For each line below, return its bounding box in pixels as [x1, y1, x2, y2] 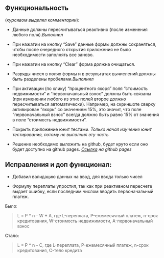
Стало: [5, 232, 20, 238]
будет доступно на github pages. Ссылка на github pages [12, 146, 132, 152]
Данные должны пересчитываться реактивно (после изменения [12, 27, 148, 32]
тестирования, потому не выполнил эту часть [12, 131, 109, 137]
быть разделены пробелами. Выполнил [12, 76, 94, 82]
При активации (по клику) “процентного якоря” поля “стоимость [12, 86, 148, 91]
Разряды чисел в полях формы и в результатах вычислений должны [12, 71, 156, 77]
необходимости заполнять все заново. [12, 52, 94, 57]
